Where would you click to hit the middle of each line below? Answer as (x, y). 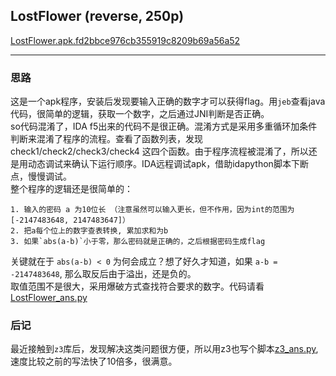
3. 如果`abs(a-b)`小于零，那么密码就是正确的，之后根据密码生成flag (138, 242)
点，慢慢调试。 (41, 176)
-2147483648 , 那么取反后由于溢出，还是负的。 (103, 274)
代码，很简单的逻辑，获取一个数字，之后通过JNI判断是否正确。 (140, 114)
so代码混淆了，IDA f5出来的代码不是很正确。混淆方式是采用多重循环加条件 (164, 126)
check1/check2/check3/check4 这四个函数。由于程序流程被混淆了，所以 (159, 151)
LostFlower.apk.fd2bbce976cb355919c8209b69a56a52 (125, 40)
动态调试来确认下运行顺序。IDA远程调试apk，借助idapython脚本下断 (168, 164)
